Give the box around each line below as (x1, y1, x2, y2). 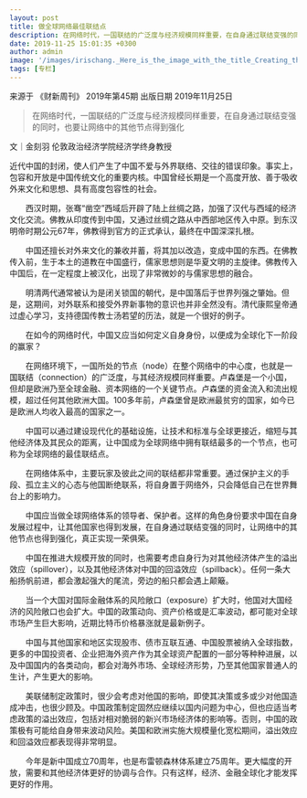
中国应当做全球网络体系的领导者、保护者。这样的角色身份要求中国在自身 (25, 509, 298, 521)
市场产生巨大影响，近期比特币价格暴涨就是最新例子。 (9, 617, 210, 628)
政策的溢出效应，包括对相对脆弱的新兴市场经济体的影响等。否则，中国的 (16, 713, 290, 724)
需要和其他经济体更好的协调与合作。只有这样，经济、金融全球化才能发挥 (25, 767, 298, 778)
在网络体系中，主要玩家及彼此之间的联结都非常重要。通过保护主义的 (25, 467, 281, 478)
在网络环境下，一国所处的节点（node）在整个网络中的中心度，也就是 (25, 360, 285, 371)
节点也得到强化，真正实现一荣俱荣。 (16, 532, 153, 544)
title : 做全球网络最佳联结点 (9, 22, 107, 31)
